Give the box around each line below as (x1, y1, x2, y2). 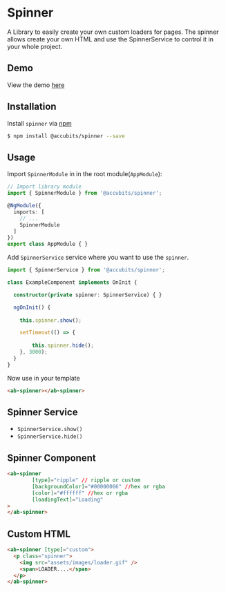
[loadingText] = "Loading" (32, 496, 104, 503)
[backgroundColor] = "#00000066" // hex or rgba (32, 483, 166, 490)
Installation (7, 101, 57, 113)
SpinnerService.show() (17, 426, 83, 433)
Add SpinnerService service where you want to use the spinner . (7, 254, 189, 262)
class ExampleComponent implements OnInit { (7, 279, 138, 286)
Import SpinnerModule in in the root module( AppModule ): (7, 170, 162, 178)
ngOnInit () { (13, 304, 51, 311)
